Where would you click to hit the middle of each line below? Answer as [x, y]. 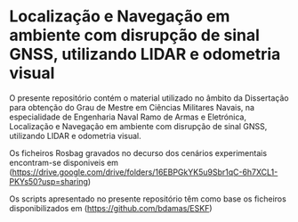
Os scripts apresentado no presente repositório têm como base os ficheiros [148, 199]
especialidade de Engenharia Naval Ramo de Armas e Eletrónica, [128, 117]
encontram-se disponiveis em [64, 162]
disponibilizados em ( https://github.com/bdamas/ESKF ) [111, 208]
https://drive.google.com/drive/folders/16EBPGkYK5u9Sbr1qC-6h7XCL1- [145, 172]
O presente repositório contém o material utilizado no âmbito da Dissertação [149, 98]
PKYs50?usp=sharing [49, 181]
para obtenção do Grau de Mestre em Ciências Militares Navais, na [132, 107]
